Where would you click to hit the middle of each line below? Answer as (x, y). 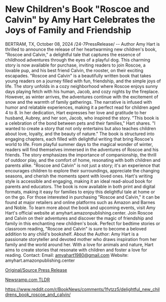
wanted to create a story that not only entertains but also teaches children (81, 128)
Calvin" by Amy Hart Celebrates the (80, 20)
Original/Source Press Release (36, 270)
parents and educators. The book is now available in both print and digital (80, 186)
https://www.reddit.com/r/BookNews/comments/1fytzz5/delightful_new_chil (83, 289)
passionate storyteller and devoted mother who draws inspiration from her (81, 239)
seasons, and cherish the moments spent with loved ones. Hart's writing (79, 176)
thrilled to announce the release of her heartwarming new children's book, (81, 49)
